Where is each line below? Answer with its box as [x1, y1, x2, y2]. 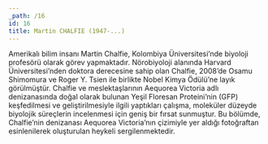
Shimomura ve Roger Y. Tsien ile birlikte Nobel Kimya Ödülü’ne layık [8, 74, 236, 85]
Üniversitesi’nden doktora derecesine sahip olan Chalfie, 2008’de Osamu [8, 66, 253, 76]
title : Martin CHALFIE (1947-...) [8, 27, 126, 35]
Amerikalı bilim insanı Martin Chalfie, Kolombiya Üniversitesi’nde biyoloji [8, 49, 249, 59]
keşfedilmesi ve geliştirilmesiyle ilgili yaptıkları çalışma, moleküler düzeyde [8, 100, 257, 110]
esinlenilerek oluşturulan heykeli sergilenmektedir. [8, 126, 175, 136]
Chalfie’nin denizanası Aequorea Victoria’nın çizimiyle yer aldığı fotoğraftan [8, 118, 259, 128]
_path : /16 [8, 11, 45, 20]
